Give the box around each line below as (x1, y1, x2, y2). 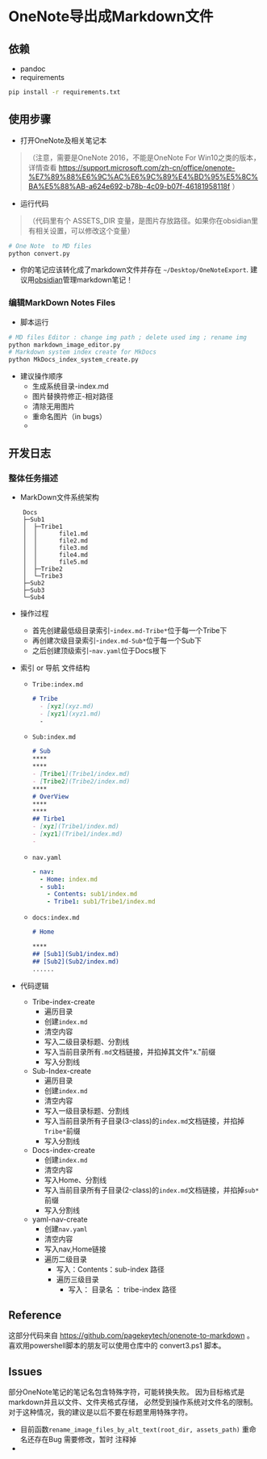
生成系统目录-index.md (31, 381, 109, 392)
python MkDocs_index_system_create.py (8, 356, 139, 364)
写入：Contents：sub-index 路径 (56, 1264, 165, 1274)
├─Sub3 (23, 586, 45, 594)
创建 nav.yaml (44, 1224, 88, 1234)
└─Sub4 (23, 593, 45, 602)
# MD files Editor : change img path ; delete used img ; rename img (8, 333, 248, 342)
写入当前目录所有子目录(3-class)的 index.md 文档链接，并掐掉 (44, 1116, 245, 1126)
